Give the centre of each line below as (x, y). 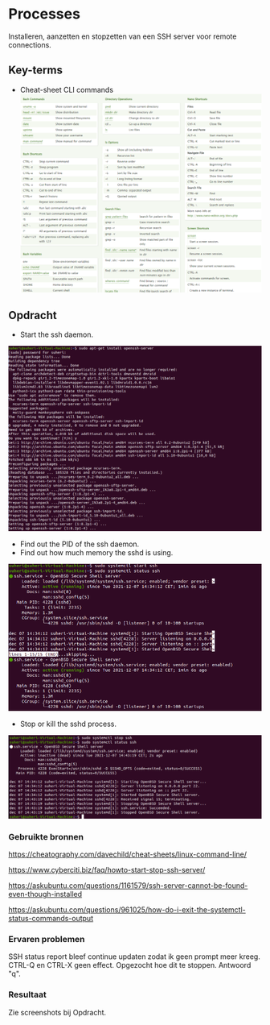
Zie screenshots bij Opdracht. (57, 1012)
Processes (44, 14)
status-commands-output (51, 919)
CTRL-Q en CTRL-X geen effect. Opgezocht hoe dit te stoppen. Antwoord (130, 965)
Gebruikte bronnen (46, 836)
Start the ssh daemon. (57, 334)
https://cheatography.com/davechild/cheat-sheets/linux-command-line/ (128, 854)
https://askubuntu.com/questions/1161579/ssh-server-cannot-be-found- (128, 886)
